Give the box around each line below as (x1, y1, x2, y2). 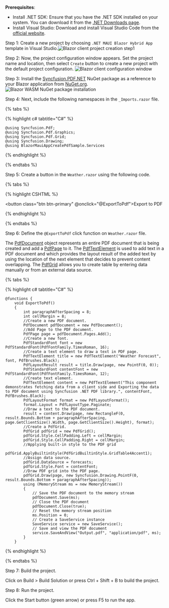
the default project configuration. (5, 66, 74, 72)
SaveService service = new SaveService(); (32, 522, 123, 527)
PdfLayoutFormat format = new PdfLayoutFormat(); (23, 398, 130, 403)
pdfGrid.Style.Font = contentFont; (23, 464, 98, 469)
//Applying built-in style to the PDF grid (23, 442, 116, 447)
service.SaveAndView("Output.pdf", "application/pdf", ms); (32, 530, 161, 535)
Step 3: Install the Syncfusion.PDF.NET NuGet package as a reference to (5, 76, 156, 81)
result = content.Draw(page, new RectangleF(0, (23, 411, 125, 416)
